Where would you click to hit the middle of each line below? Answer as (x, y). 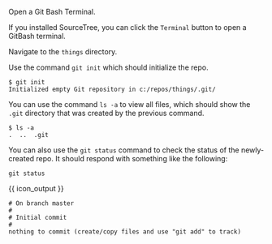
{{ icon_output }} (36, 188)
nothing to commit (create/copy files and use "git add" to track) (125, 232)
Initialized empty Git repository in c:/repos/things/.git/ (112, 89)
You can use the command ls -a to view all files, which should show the (130, 104)
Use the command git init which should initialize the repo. (108, 67)
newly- (253, 150)
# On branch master (41, 203)
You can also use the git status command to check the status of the (124, 150)
